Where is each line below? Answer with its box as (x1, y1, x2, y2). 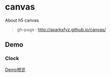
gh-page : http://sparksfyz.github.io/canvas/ (16, 26, 106, 32)
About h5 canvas (5, 17, 39, 23)
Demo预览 (5, 66, 26, 72)
